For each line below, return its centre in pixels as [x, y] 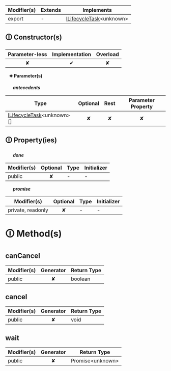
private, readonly [28, 210]
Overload [108, 54]
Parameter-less [27, 54]
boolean [81, 279]
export [16, 19]
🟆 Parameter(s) [26, 75]
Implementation [72, 54]
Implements [97, 10]
